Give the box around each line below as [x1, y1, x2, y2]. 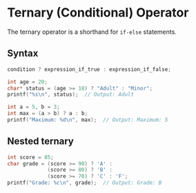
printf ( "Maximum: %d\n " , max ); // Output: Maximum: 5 [7, 116, 168, 123]
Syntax [7, 48, 39, 59]
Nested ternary [7, 136, 74, 148]
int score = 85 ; [7, 154, 54, 161]
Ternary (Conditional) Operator [7, 5, 189, 21]
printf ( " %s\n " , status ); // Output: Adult [7, 91, 135, 98]
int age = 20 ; [7, 78, 48, 85]
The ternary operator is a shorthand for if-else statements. [7, 28, 177, 36]
